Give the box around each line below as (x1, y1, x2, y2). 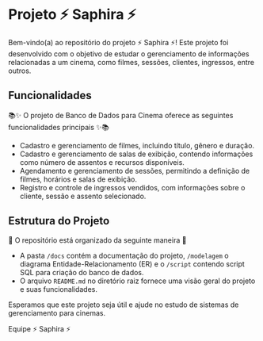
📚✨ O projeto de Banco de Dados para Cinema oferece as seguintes (8, 110, 234, 120)
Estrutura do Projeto (8, 214, 110, 228)
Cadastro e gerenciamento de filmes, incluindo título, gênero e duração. (19, 140, 255, 150)
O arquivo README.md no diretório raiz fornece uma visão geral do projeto (19, 276, 256, 285)
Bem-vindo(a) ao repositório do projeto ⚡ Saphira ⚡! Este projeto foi (8, 37, 229, 47)
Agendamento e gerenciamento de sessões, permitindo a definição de (19, 166, 250, 175)
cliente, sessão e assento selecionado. (19, 191, 147, 201)
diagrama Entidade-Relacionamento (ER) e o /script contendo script (19, 259, 246, 269)
